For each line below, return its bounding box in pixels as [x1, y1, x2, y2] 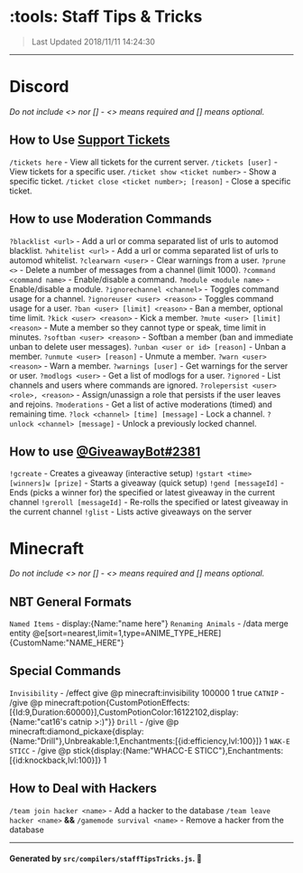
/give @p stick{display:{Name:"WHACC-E [37, 745, 193, 756]
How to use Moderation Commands [9, 211, 212, 227]
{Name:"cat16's [9, 716, 68, 727]
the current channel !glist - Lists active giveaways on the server [9, 506, 252, 517]
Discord [9, 77, 69, 97]
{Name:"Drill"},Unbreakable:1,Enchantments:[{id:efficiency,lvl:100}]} [9, 735, 263, 746]
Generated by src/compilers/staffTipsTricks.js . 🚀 [9, 853, 203, 864]
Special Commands [9, 663, 122, 679]
